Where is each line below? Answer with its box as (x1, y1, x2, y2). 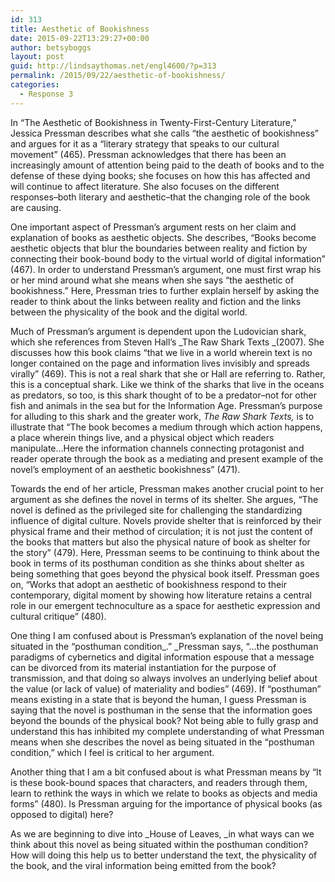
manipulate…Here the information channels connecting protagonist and (10, 442, 305, 454)
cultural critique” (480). (10, 610, 107, 622)
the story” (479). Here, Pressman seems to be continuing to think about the (10, 546, 321, 558)
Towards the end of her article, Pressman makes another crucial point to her (10, 482, 324, 495)
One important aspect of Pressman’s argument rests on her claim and (10, 221, 297, 233)
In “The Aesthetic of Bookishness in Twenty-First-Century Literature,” (10, 116, 297, 128)
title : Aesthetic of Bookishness (10, 24, 150, 34)
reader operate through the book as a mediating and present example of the (10, 452, 324, 465)
